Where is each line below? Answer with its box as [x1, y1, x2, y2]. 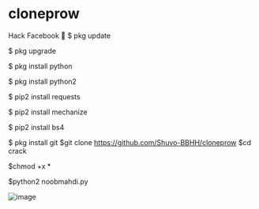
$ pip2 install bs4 [8, 122, 65, 132]
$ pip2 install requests [8, 91, 81, 101]
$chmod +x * [8, 161, 51, 170]
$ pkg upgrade [8, 46, 57, 55]
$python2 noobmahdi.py [8, 177, 88, 186]
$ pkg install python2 [8, 77, 77, 86]
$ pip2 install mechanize [8, 107, 88, 117]
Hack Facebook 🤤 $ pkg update [8, 31, 111, 40]
